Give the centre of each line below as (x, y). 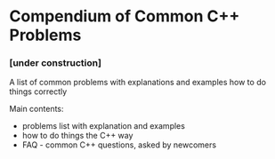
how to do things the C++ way (77, 136)
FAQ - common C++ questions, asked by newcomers (119, 145)
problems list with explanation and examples (103, 126)
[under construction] (56, 63)
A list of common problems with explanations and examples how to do (138, 83)
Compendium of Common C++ (125, 16)
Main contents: (36, 109)
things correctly (38, 91)
